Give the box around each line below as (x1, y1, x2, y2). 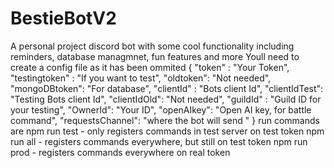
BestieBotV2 (10, 7, 117, 30)
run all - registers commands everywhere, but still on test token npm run (10, 135, 308, 147)
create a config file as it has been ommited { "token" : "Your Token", (10, 61, 290, 73)
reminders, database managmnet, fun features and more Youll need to (10, 50, 300, 62)
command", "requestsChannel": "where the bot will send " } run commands (10, 114, 320, 126)
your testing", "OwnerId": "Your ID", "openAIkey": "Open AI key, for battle (10, 103, 312, 116)
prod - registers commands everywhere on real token (10, 146, 231, 158)
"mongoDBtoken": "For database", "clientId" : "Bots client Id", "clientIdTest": (10, 82, 324, 94)
